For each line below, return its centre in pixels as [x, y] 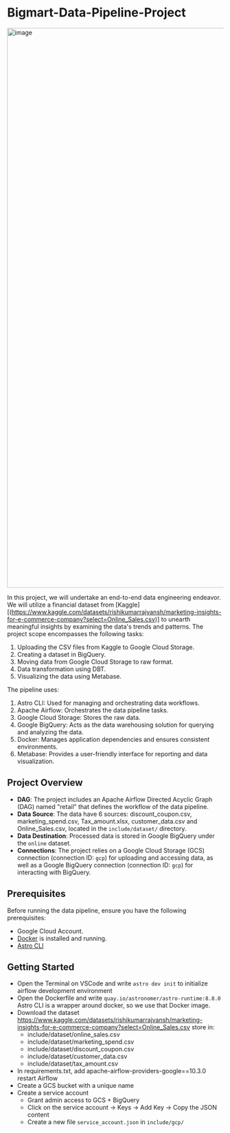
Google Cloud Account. [50, 931]
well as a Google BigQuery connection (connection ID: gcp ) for [105, 865]
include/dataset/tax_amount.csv [73, 1064]
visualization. [36, 761]
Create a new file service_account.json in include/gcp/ [105, 1122]
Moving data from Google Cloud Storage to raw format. [95, 662]
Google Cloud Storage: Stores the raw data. [79, 717]
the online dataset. [44, 843]
